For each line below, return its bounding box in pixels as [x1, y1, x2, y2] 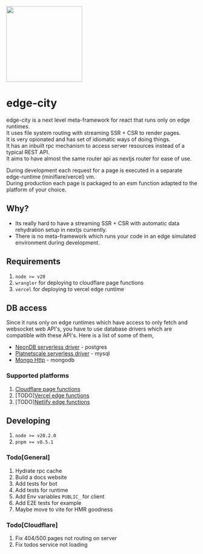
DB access [6, 303, 47, 313]
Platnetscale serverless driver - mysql [15, 350, 110, 357]
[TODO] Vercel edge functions [15, 392, 90, 399]
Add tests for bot [15, 480, 58, 487]
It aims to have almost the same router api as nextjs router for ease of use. [6, 154, 192, 162]
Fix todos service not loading [15, 541, 88, 549]
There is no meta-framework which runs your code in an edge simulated [15, 232, 196, 240]
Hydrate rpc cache [15, 467, 62, 474]
